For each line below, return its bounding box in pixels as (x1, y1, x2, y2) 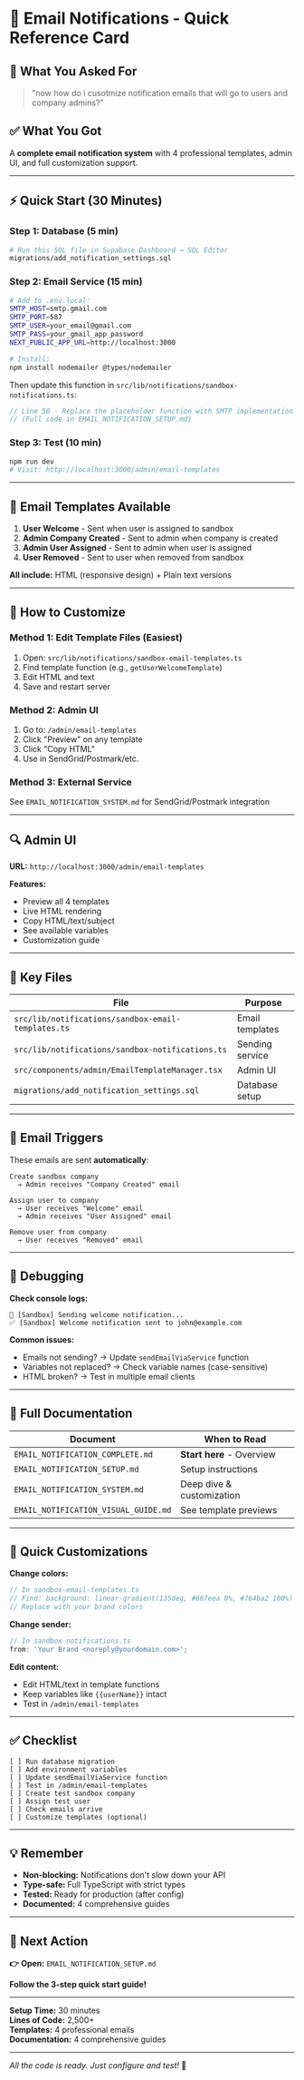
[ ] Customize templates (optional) (9, 1812, 147, 1821)
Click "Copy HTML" (22, 744, 95, 755)
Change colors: (9, 1568, 69, 1579)
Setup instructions (180, 1462, 258, 1475)
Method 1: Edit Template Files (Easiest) (9, 631, 183, 644)
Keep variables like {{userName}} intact (22, 1688, 167, 1699)
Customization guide (22, 934, 100, 946)
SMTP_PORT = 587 (9, 313, 63, 322)
